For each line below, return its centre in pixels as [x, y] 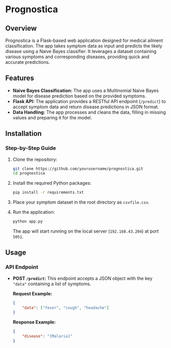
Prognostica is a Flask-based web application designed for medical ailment [84, 40]
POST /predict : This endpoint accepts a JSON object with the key [82, 278]
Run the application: [34, 212]
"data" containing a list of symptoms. [52, 284]
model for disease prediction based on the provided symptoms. [79, 96]
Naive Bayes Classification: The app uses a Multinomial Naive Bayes [86, 90]
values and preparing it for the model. [52, 117]
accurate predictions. [28, 62]
